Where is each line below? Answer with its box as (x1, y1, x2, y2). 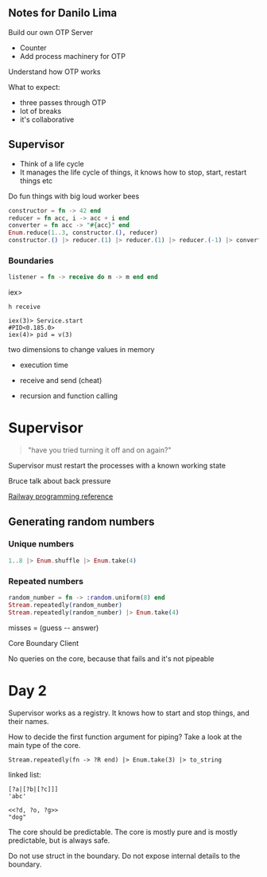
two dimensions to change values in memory (8, 345, 155, 354)
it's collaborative (19, 115, 75, 124)
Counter (19, 43, 47, 53)
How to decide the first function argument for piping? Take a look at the (8, 732, 242, 742)
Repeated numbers (8, 575, 83, 586)
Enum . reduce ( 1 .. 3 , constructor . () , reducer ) (8, 229, 158, 237)
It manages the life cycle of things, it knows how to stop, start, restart (19, 167, 247, 177)
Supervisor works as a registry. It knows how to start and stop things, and (8, 708, 250, 718)
